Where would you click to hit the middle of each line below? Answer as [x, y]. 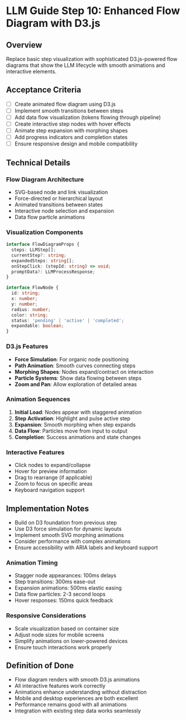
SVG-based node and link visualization [61, 192]
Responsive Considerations [46, 616]
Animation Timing [32, 563]
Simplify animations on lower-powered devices [71, 641]
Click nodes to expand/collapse [53, 465]
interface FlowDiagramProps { [43, 245]
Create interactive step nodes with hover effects [73, 124]
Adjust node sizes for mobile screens [59, 634]
